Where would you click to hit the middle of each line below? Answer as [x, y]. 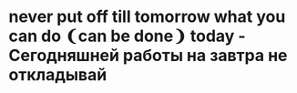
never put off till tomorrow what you [147, 17]
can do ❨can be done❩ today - [128, 36]
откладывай [58, 75]
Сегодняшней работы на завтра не [148, 56]
